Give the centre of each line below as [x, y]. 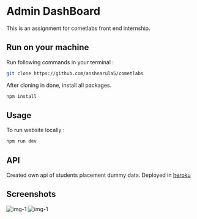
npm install [21, 96]
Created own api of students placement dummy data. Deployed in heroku [98, 175]
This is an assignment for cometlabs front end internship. [78, 28]
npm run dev [21, 141]
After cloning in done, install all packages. [59, 85]
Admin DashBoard [54, 11]
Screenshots [31, 194]
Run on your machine [48, 47]
